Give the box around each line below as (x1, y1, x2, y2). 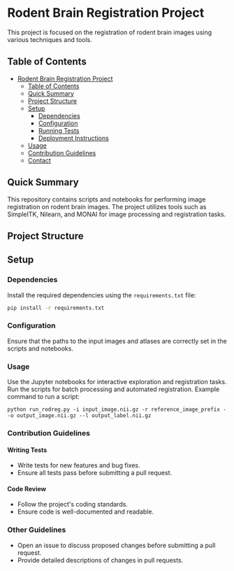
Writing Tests (7, 446, 47, 454)
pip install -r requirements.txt (7, 304, 105, 311)
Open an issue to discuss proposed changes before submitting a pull (17, 541, 216, 549)
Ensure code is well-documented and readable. (17, 507, 154, 516)
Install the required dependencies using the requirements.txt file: (7, 290, 196, 299)
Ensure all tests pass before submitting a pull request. (17, 469, 173, 477)
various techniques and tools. (7, 35, 93, 43)
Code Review (7, 484, 47, 493)
